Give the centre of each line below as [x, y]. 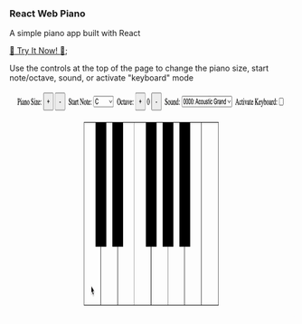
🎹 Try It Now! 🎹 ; [38, 51]
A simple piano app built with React [75, 33]
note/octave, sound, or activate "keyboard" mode [102, 78]
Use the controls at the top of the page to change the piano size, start [139, 68]
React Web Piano [47, 14]
